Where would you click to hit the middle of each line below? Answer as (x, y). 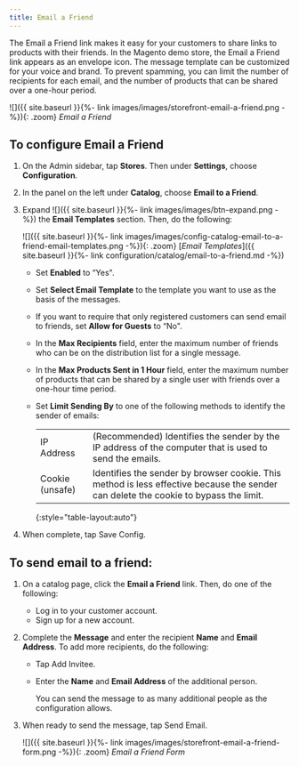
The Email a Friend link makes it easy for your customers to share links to (143, 43)
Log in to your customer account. (96, 611)
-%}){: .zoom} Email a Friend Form (121, 752)
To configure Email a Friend (87, 145)
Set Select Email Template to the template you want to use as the (156, 290)
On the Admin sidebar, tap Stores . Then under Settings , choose (140, 166)
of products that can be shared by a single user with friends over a (158, 380)
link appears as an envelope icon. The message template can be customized (149, 61)
